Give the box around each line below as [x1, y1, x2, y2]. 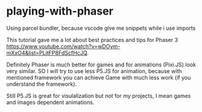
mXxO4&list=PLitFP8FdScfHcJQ [6, 49, 87, 56]
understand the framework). [6, 80, 77, 88]
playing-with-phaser [6, 4, 114, 18]
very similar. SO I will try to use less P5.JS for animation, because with [6, 67, 183, 74]
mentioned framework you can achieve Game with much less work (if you [6, 74, 191, 81]
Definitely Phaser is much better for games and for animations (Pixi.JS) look [6, 61, 197, 68]
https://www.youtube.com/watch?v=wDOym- [6, 43, 120, 50]
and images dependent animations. [6, 99, 95, 106]
